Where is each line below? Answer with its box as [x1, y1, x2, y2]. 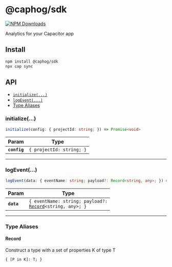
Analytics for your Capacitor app [5, 30, 74, 36]
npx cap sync [5, 64, 33, 69]
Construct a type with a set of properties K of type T [5, 247, 116, 253]
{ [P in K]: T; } [5, 257, 42, 262]
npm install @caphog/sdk [5, 59, 58, 64]
